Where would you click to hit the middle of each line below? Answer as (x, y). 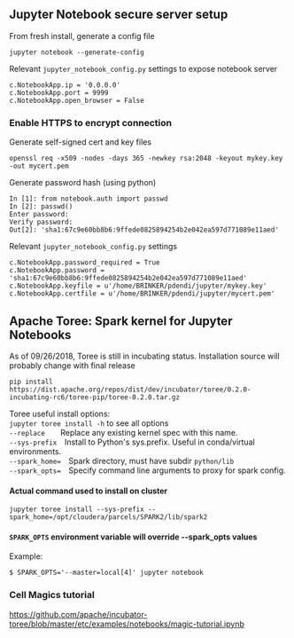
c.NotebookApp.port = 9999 (59, 92)
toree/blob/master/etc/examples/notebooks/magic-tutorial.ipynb (127, 624)
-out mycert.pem (39, 166)
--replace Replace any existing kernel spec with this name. (124, 432)
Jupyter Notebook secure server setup (119, 15)
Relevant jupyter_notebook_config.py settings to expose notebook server (143, 68)
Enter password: (39, 215)
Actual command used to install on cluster (89, 491)
